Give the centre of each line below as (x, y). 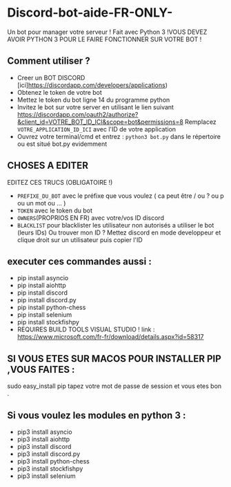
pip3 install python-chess (53, 461)
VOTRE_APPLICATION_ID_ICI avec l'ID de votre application (97, 129)
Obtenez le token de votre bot (59, 92)
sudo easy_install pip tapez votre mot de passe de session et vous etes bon (114, 386)
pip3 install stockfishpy (50, 469)
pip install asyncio (43, 278)
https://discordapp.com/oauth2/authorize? (78, 114)
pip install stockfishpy (48, 322)
